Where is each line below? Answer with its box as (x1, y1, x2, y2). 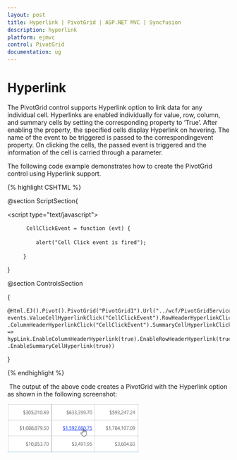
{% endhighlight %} (7, 368, 65, 377)
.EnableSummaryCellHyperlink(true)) (7, 342, 115, 349)
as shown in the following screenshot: (7, 389, 118, 398)
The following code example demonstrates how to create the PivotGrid (7, 162, 213, 170)
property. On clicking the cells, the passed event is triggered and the (7, 140, 207, 149)
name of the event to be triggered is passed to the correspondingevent (7, 133, 214, 141)
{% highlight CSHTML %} (7, 183, 82, 191)
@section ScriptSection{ (7, 196, 79, 205)
